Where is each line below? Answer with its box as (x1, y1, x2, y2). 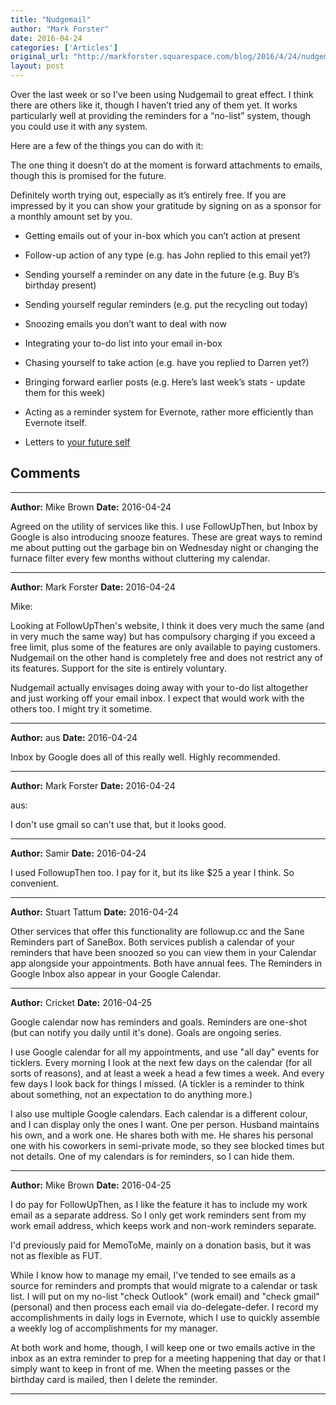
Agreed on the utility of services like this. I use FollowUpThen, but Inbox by (10, 520, 318, 532)
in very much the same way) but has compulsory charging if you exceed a (10, 630, 316, 642)
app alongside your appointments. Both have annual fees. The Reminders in (10, 957, 323, 969)
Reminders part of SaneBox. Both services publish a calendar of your (10, 936, 295, 948)
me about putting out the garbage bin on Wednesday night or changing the (10, 541, 319, 553)
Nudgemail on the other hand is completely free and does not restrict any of (10, 651, 324, 663)
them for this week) (24, 387, 106, 398)
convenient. (10, 877, 59, 889)
